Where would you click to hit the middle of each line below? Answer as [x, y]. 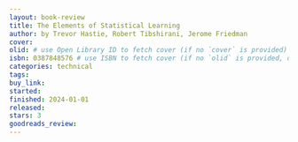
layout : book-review [47, 17]
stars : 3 [25, 116]
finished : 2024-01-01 [49, 99]
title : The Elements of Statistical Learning [94, 26]
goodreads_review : [43, 124]
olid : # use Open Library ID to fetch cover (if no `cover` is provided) [149, 50]
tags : [19, 75]
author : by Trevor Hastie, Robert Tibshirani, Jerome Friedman [129, 34]
